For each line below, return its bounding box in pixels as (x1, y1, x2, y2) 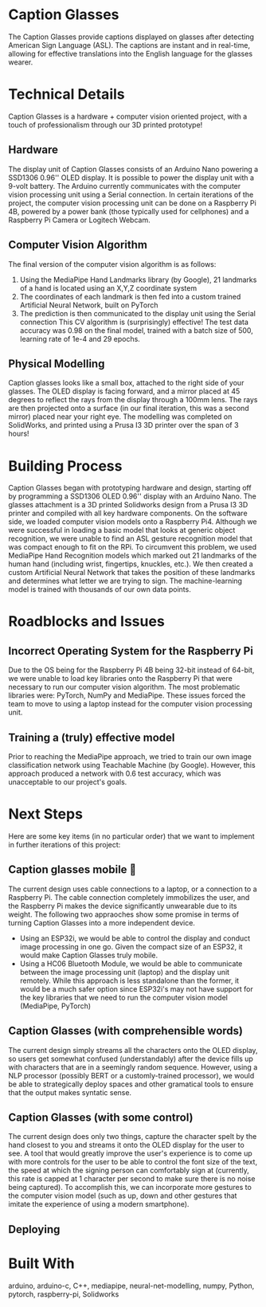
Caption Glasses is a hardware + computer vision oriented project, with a (8, 112, 248, 121)
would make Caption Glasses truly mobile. (19, 950, 158, 960)
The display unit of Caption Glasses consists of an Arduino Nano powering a (8, 164, 259, 174)
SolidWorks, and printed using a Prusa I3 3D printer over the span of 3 (8, 421, 239, 430)
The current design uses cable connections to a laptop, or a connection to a (8, 884, 257, 894)
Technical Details (8, 85, 125, 104)
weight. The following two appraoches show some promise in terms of (8, 910, 240, 919)
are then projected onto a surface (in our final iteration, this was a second (8, 404, 249, 413)
